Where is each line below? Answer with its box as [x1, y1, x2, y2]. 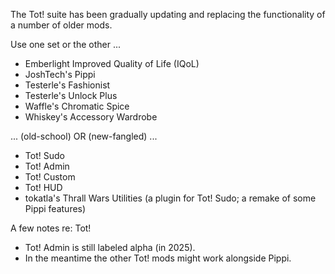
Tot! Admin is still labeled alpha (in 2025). [24, 242, 196, 253]
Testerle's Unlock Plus [24, 90, 118, 101]
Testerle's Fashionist [24, 79, 111, 91]
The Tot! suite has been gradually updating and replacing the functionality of [10, 9, 326, 20]
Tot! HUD [24, 182, 63, 193]
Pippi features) [24, 203, 87, 214]
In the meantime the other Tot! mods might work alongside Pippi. [24, 252, 292, 264]
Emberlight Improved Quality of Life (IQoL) [24, 58, 200, 69]
